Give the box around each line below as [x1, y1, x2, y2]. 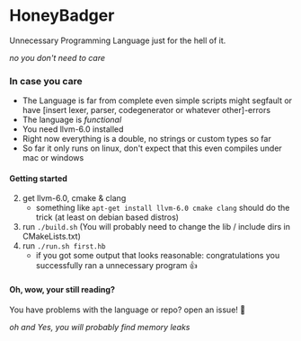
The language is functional [22, 114, 122, 126]
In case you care [9, 74, 83, 87]
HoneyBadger [9, 5, 115, 26]
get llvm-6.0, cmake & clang [22, 193, 127, 204]
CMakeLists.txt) [22, 231, 81, 242]
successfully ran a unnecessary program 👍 [35, 260, 198, 271]
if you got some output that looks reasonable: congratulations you [35, 250, 280, 261]
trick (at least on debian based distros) [35, 212, 180, 223]
